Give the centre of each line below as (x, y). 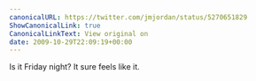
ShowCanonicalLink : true (55, 26)
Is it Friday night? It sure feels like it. (74, 67)
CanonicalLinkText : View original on (79, 33)
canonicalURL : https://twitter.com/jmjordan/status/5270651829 (128, 17)
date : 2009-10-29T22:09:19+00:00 (71, 42)
